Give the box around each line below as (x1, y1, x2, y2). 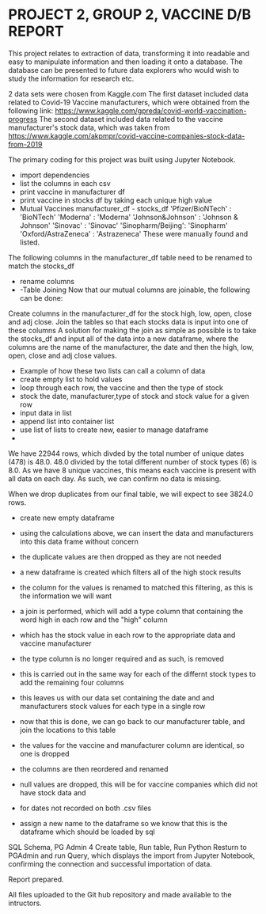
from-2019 (8, 139, 43, 149)
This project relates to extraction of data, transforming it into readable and (8, 48, 249, 58)
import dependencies (19, 170, 90, 180)
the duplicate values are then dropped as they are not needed (19, 552, 222, 561)
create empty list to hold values (19, 374, 123, 384)
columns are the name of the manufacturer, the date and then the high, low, (8, 342, 255, 351)
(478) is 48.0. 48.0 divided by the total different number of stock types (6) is (8, 457, 257, 466)
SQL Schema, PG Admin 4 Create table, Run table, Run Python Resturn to (8, 842, 247, 851)
